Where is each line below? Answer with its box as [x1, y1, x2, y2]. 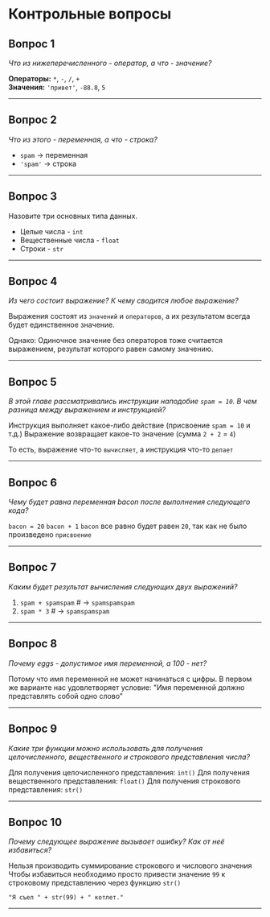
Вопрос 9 [8, 722, 58, 736]
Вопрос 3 [8, 190, 58, 204]
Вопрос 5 [8, 375, 58, 389]
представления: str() [8, 784, 83, 794]
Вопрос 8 [8, 637, 58, 651]
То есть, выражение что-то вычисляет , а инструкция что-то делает [8, 444, 234, 455]
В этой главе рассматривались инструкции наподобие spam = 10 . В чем [8, 396, 257, 407]
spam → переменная [19, 150, 88, 159]
